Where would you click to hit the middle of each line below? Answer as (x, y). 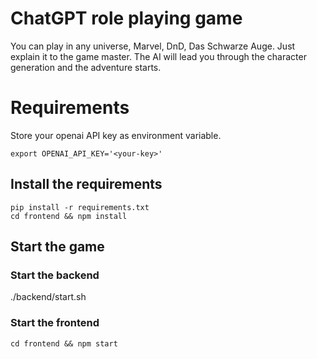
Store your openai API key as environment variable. (116, 135)
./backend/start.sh (48, 297)
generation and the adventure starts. (86, 67)
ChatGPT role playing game (126, 18)
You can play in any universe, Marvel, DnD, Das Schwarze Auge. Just (153, 46)
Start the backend (55, 275)
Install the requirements (86, 184)
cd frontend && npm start (64, 343)
